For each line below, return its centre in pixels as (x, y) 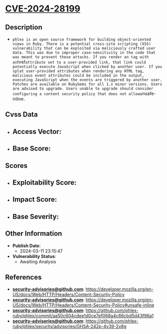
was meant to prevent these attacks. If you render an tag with (81, 57)
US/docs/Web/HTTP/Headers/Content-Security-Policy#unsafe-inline (83, 305)
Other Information (34, 234)
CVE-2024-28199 (43, 9)
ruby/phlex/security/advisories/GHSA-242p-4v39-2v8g (69, 326)
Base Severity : (35, 216)
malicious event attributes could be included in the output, (78, 75)
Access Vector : (37, 131)
